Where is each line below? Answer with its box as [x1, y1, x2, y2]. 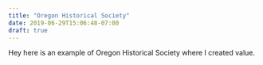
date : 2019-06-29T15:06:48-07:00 [8, 19, 120, 27]
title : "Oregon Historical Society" [8, 11, 130, 20]
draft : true [8, 26, 48, 34]
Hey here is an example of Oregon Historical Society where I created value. [8, 48, 256, 58]
